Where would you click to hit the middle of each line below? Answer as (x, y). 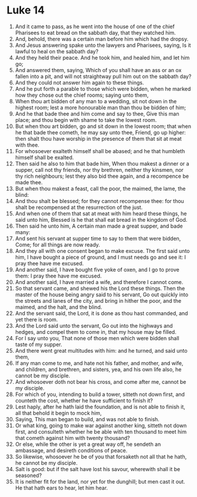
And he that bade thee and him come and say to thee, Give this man (97, 114)
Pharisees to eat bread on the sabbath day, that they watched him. (96, 32)
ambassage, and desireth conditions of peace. (71, 450)
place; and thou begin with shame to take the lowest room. (86, 120)
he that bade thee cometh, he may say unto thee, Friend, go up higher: (101, 132)
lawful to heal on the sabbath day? (57, 51)
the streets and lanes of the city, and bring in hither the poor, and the (98, 300)
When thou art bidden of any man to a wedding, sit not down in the (96, 101)
